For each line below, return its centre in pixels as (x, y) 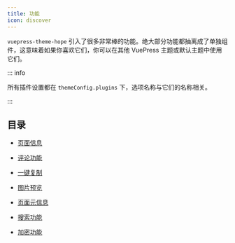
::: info (16, 72)
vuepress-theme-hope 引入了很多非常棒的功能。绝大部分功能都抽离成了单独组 (117, 41)
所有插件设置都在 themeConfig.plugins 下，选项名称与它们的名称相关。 (109, 87)
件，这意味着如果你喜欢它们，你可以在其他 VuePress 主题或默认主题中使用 (115, 50)
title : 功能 (23, 14)
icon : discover (29, 20)
